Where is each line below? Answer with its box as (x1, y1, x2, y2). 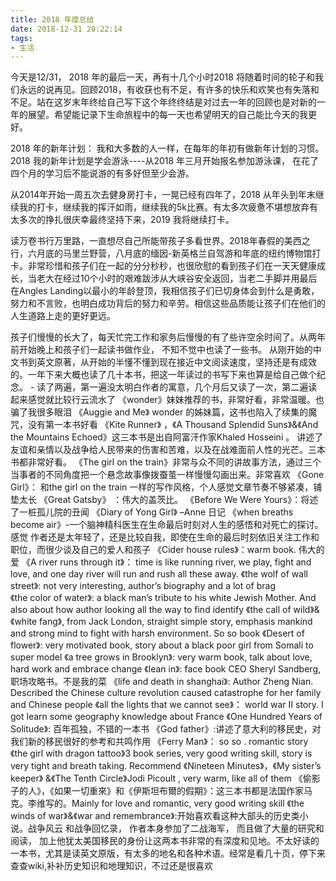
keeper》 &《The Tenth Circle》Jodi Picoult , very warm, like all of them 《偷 (10, 772, 312, 785)
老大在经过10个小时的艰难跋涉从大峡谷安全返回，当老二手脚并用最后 (36, 272, 318, 285)
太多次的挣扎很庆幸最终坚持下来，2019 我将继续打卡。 (10, 214, 235, 226)
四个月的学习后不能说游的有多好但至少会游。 (10, 167, 195, 180)
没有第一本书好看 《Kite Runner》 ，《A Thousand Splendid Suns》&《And (27, 419, 319, 431)
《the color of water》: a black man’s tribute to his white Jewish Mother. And (10, 592, 317, 604)
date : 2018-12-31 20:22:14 (10, 24, 123, 34)
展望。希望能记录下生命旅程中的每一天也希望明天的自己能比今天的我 (27, 109, 308, 121)
